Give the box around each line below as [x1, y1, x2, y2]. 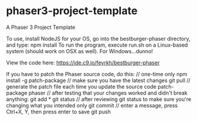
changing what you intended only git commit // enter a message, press [6, 102, 178, 109]
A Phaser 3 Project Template [6, 24, 75, 31]
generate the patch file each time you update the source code [6, 83, 157, 90]
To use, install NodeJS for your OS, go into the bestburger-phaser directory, [6, 35, 191, 42]
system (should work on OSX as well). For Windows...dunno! [6, 47, 153, 54]
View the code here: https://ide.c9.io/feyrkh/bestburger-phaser [6, 59, 160, 66]
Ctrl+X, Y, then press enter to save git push [6, 108, 111, 115]
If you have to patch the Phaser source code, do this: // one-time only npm [6, 70, 188, 77]
